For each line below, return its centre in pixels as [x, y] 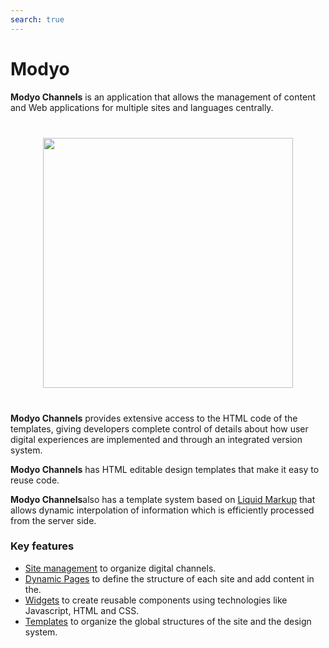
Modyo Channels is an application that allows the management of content [163, 97]
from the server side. [53, 520]
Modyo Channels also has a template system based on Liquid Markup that [163, 499]
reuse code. [35, 480]
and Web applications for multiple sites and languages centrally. [142, 107]
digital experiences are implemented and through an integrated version [156, 439]
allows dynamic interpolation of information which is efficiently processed [162, 510]
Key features [42, 546]
